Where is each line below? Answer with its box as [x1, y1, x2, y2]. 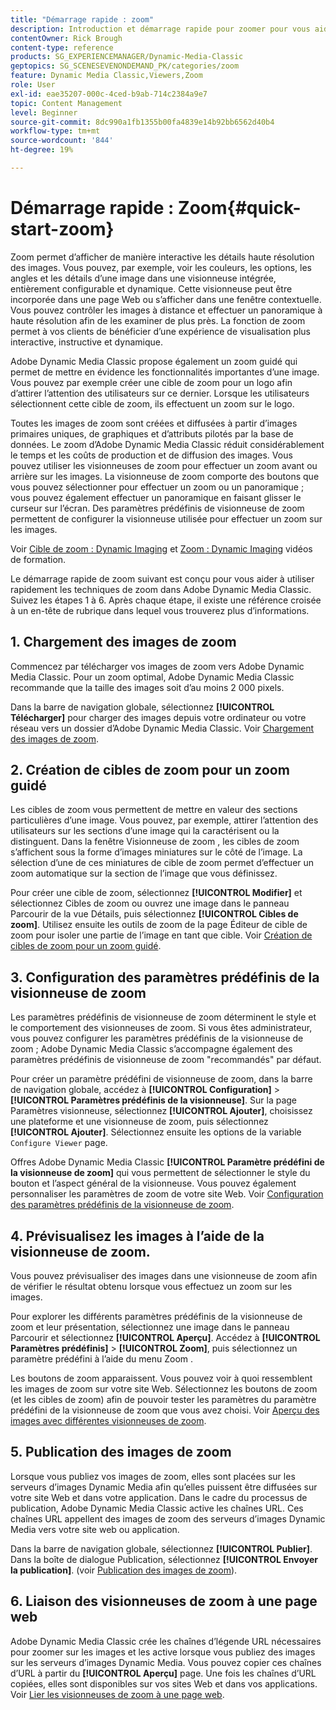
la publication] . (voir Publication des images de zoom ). [10, 1564, 238, 1576]
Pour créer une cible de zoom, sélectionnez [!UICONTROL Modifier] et [10, 887, 303, 899]
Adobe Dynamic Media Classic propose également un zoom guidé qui [10, 355, 298, 367]
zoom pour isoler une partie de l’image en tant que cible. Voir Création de [10, 929, 313, 941]
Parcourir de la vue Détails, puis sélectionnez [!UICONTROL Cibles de [10, 908, 299, 920]
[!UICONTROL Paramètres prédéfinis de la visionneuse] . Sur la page [10, 1094, 297, 1106]
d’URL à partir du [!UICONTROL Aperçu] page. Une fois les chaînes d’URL [10, 1667, 317, 1679]
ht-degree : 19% [10, 145, 74, 155]
